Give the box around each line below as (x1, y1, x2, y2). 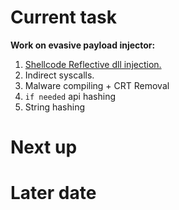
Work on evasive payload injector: (10, 39, 156, 51)
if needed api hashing (24, 90, 116, 102)
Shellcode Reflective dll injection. (24, 58, 162, 70)
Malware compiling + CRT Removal (24, 79, 170, 91)
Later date (10, 182, 97, 205)
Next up (10, 136, 78, 159)
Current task (10, 6, 118, 29)
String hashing (24, 101, 86, 113)
